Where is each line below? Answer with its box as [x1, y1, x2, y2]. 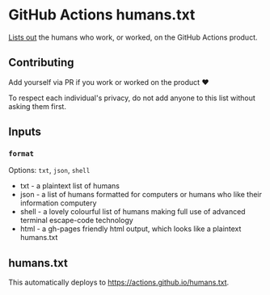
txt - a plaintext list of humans [19, 181, 120, 191]
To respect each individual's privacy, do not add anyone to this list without [8, 93, 256, 103]
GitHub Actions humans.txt [8, 6, 196, 24]
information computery [19, 198, 97, 208]
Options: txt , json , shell [8, 166, 91, 175]
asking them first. [8, 101, 67, 111]
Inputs [8, 125, 42, 139]
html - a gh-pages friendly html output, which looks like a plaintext [19, 224, 242, 234]
